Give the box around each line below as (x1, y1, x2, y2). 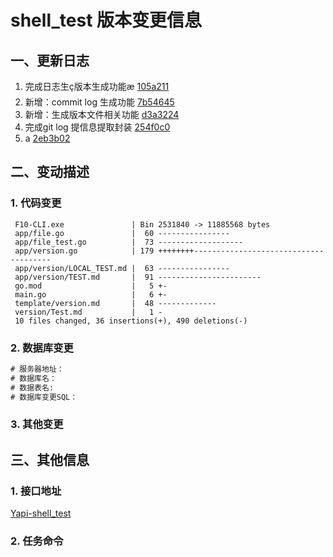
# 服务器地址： (10, 364, 65, 374)
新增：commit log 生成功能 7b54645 (24, 96, 175, 108)
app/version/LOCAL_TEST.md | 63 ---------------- (14, 263, 230, 273)
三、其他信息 (10, 451, 90, 468)
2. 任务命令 (10, 534, 64, 548)
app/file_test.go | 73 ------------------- (14, 237, 244, 247)
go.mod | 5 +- (14, 281, 168, 291)
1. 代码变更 (10, 196, 62, 210)
